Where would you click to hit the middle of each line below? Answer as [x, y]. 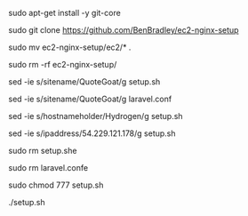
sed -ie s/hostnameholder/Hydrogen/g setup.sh [96, 116]
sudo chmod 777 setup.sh [56, 185]
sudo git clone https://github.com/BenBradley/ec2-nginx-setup [124, 30]
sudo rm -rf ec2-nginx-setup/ [63, 64]
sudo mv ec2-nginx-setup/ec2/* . [70, 47]
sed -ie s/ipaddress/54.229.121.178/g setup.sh [92, 133]
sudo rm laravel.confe [48, 168]
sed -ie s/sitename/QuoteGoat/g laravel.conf [90, 99]
